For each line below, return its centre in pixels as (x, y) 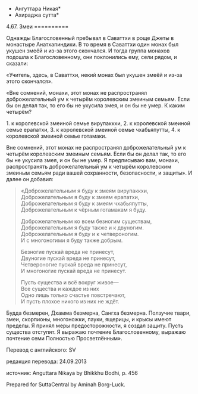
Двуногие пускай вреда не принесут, (68, 258)
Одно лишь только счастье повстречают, (73, 295)
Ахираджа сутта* (37, 15)
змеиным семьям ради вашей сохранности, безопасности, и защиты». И (99, 173)
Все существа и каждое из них (60, 289)
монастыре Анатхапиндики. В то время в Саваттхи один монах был (92, 44)
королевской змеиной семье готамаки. (56, 136)
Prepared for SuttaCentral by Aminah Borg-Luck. (66, 384)
